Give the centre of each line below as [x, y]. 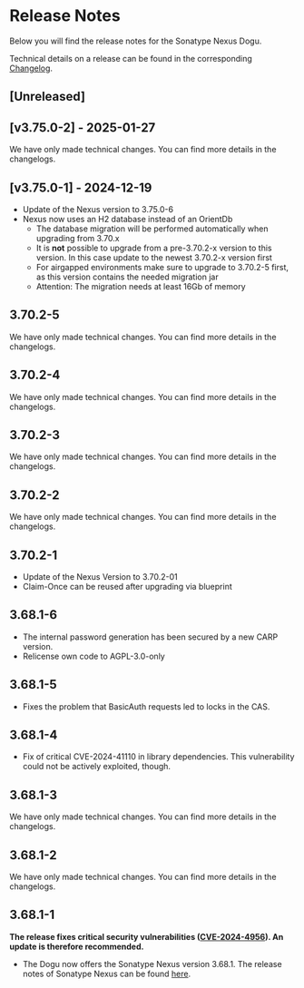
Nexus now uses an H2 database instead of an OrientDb [127, 219]
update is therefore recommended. [77, 946]
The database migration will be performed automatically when [152, 229]
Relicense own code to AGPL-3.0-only [93, 656]
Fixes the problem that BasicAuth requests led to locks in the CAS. [146, 706]
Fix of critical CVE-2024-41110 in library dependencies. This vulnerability [158, 757]
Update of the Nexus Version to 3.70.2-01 [100, 577]
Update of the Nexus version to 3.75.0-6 [98, 209]
